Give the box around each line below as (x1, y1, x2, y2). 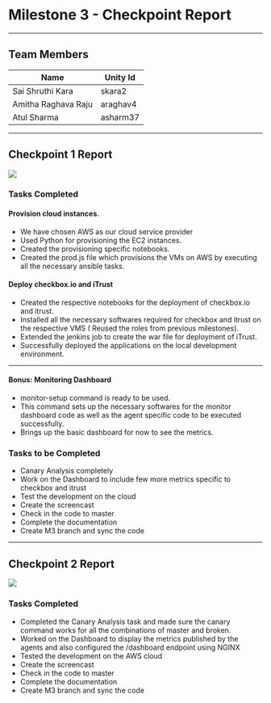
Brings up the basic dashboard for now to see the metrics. (19, 427, 214, 437)
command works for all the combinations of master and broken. (19, 625, 231, 635)
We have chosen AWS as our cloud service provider (19, 226, 194, 236)
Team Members (8, 48, 89, 61)
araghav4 (100, 99, 137, 110)
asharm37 (100, 112, 140, 123)
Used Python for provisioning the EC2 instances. (19, 235, 182, 245)
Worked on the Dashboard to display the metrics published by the (19, 634, 239, 643)
